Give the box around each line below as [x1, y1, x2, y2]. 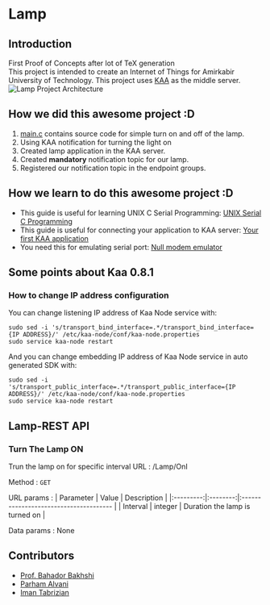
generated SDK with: [8, 361, 77, 370]
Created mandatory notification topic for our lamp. [19, 154, 189, 164]
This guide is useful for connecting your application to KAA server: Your [19, 225, 260, 235]
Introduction [8, 37, 73, 51]
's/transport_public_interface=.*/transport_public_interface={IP [8, 383, 236, 391]
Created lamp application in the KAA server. [19, 146, 166, 156]
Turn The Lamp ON [8, 443, 84, 454]
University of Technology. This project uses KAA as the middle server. [8, 76, 241, 85]
